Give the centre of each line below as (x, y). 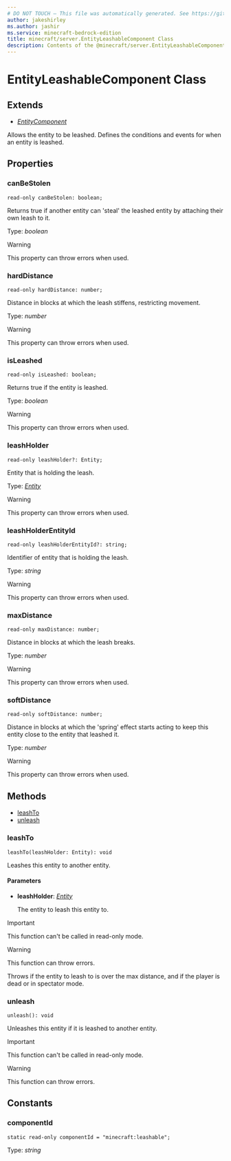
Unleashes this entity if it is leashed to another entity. (82, 1028)
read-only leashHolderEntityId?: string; (67, 545)
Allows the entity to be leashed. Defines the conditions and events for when (114, 135)
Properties (30, 164)
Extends (25, 105)
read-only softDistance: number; (55, 714)
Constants (30, 1104)
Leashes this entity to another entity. (59, 865)
